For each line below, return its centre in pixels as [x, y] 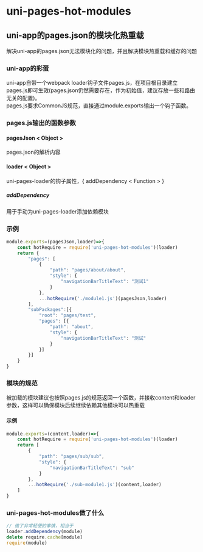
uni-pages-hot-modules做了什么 [55, 512]
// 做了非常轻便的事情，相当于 [40, 526]
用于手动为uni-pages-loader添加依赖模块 [58, 211]
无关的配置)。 [23, 98]
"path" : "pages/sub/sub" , [71, 457]
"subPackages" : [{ [50, 310]
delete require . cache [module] [45, 537]
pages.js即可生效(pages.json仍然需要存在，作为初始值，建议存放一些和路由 [101, 90]
